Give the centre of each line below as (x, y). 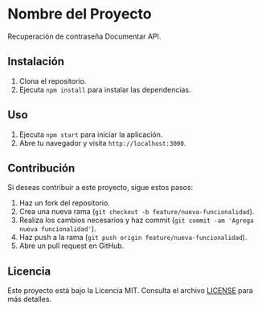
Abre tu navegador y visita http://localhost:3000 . (102, 143)
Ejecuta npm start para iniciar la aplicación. (91, 134)
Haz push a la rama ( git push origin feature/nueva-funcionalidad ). (133, 238)
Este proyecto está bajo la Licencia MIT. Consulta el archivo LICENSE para (131, 291)
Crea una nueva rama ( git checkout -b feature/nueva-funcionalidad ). (137, 212)
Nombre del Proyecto (80, 14)
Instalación (36, 62)
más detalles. (30, 300)
